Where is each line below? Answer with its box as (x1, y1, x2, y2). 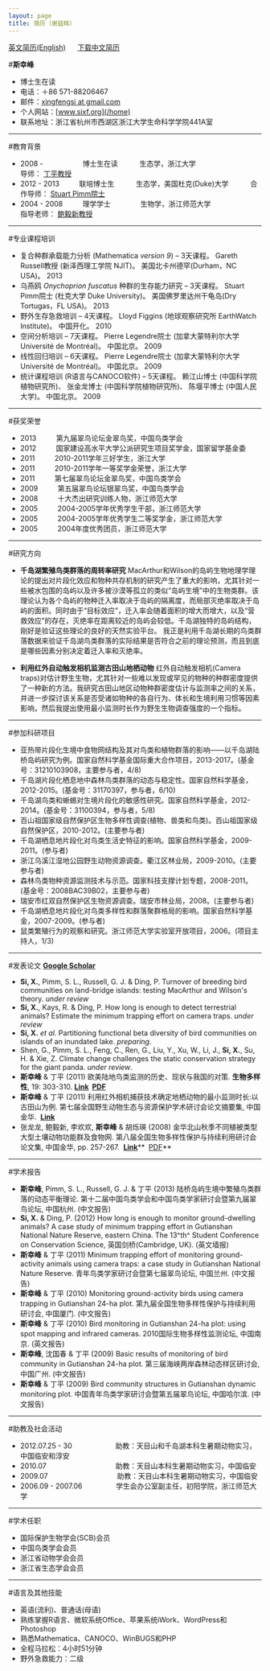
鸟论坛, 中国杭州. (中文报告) (19, 1204, 111, 1213)
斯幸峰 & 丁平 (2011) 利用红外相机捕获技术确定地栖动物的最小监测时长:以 (19, 1092, 259, 1101)
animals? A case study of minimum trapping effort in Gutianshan (19, 1221, 233, 1231)
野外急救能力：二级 (19, 1653, 84, 1663)
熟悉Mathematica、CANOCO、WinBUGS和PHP (19, 1633, 177, 1643)
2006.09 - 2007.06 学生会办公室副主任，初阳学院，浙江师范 (19, 1481, 250, 1491)
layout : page (8, 11, 52, 20)
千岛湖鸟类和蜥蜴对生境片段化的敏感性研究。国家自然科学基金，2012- (19, 795, 251, 805)
